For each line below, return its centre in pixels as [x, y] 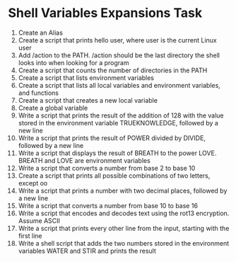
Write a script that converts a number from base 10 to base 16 [108, 205]
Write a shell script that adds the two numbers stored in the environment [124, 243]
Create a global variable [53, 108]
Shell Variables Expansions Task [105, 13]
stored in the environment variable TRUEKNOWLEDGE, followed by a [118, 123]
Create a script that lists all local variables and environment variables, [119, 85]
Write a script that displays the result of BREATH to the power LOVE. [117, 153]
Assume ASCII [39, 220]
